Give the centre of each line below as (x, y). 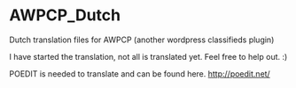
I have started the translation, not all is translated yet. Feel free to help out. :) (148, 56)
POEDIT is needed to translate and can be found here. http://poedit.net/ (140, 73)
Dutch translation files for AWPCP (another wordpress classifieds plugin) (142, 40)
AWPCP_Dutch (65, 15)
